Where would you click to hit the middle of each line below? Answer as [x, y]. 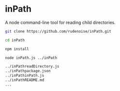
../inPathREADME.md [25, 80]
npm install [17, 49]
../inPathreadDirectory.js [32, 67]
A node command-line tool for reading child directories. [60, 22]
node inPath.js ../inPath [31, 58]
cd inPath [15, 40]
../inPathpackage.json [28, 71]
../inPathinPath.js [25, 76]
